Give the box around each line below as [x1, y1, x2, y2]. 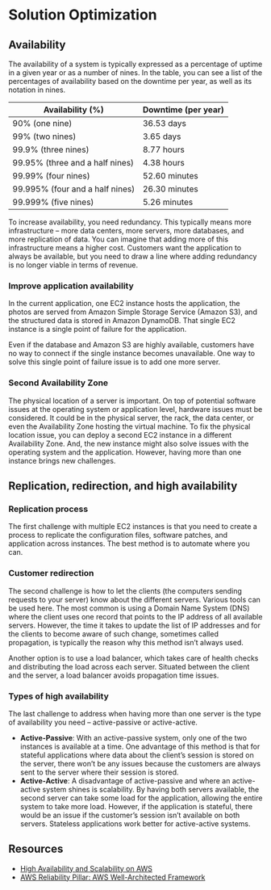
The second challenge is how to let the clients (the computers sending [8, 586, 242, 595]
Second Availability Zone [8, 377, 109, 388]
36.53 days [142, 118, 187, 128]
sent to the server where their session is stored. [19, 767, 179, 777]
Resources [8, 842, 64, 856]
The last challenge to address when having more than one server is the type [8, 708, 262, 718]
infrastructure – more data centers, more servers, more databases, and [8, 226, 244, 235]
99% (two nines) [12, 131, 77, 142]
